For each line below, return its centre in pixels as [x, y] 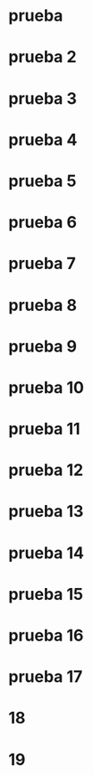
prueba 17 [46, 677]
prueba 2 [42, 57]
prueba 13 [46, 512]
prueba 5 [42, 181]
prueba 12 [46, 470]
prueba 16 [46, 635]
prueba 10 [46, 387]
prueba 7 [42, 264]
